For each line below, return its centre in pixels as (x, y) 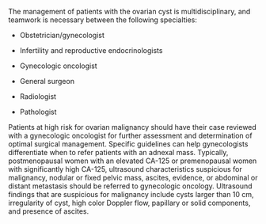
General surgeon (47, 81)
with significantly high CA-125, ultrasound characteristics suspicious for (125, 169)
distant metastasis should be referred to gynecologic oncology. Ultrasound (130, 186)
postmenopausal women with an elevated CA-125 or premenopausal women (133, 161)
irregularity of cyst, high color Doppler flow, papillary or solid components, (129, 203)
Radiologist (38, 97)
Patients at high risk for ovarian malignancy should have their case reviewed (133, 127)
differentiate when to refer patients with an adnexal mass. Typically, (118, 152)
